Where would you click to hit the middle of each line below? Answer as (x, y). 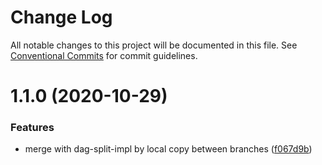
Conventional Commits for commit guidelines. (104, 55)
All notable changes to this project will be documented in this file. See (154, 45)
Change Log (61, 17)
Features (32, 128)
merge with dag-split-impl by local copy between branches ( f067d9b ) (168, 149)
